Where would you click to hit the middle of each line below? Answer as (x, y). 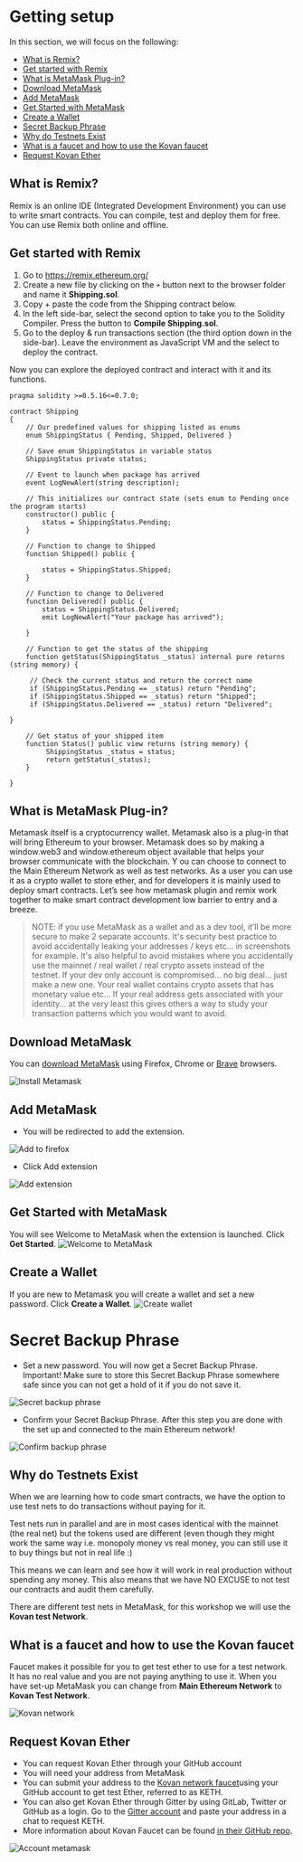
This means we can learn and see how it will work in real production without (151, 1570)
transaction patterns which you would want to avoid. (129, 1014)
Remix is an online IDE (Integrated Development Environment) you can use (148, 205)
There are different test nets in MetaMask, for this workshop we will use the (150, 1607)
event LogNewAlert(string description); (103, 482)
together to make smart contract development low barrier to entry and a (143, 900)
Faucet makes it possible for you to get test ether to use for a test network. (148, 1667)
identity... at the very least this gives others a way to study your (150, 1004)
